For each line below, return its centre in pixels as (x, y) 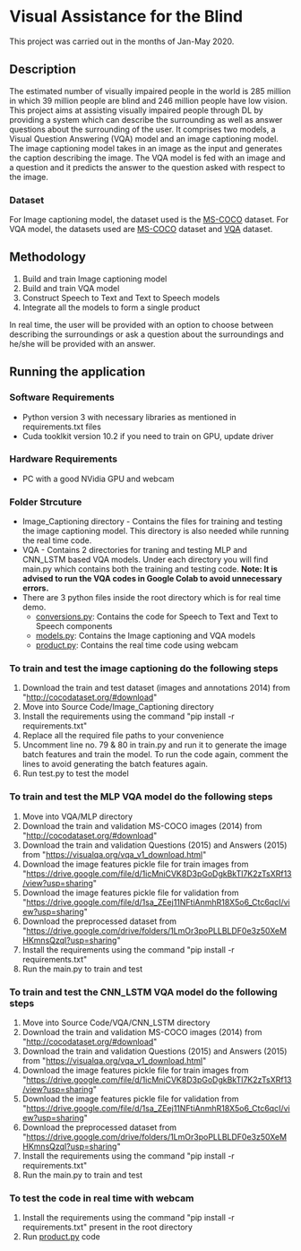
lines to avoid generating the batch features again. (115, 764)
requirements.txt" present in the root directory (107, 1227)
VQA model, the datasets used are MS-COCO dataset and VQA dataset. (141, 229)
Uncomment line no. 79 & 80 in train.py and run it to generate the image (155, 745)
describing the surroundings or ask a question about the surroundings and (146, 334)
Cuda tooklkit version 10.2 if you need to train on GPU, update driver (148, 436)
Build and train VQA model (71, 288)
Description (43, 69)
